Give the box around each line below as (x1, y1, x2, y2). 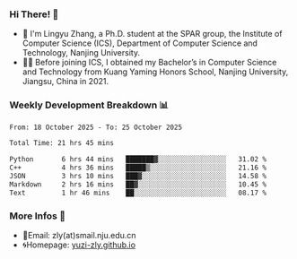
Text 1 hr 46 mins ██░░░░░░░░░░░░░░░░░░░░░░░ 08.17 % (9, 188, 267, 197)
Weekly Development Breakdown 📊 (9, 99, 169, 111)
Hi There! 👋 (9, 8, 59, 21)
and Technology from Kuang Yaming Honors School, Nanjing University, (22, 66, 289, 77)
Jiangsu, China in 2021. (22, 76, 109, 87)
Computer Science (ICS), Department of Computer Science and (22, 38, 258, 48)
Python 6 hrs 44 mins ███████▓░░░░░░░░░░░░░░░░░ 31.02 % (9, 155, 267, 164)
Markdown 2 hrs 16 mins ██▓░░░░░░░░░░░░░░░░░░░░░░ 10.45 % (9, 179, 267, 189)
